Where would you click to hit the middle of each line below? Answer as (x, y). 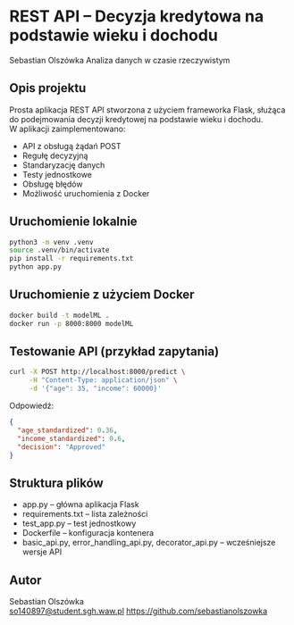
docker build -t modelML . (59, 315)
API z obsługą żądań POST (72, 146)
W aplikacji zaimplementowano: (67, 129)
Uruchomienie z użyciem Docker (102, 295)
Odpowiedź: (32, 406)
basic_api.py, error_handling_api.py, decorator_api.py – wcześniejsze (149, 543)
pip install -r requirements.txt (71, 259)
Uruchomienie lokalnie (73, 222)
